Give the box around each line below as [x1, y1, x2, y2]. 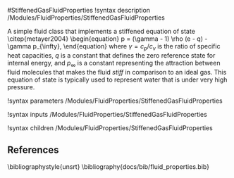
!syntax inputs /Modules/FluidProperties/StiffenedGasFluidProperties [7, 110, 208, 118]
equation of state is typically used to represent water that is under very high [7, 75, 228, 84]
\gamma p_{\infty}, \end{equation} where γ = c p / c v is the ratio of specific [7, 42, 221, 52]
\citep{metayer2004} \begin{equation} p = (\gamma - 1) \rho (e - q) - [7, 34, 208, 43]
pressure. [7, 82, 35, 91]
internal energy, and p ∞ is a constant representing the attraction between [7, 58, 221, 69]
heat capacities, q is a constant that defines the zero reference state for [7, 51, 216, 59]
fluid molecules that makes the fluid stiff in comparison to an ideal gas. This [7, 68, 227, 76]
